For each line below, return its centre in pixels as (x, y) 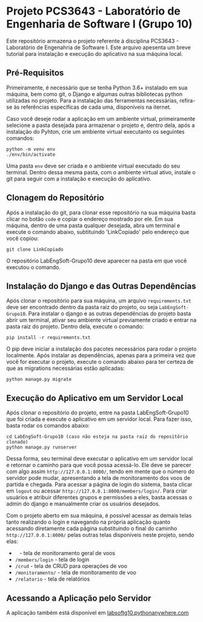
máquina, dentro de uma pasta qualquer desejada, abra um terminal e (93, 225)
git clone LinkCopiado (35, 249)
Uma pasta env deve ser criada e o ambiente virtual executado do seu (93, 166)
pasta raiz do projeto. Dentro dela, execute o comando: (75, 327)
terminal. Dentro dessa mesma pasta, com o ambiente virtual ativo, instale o (101, 172)
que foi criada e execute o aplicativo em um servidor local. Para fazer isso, (99, 419)
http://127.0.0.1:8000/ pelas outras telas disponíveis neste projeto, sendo (100, 535)
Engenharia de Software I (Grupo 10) (99, 24)
